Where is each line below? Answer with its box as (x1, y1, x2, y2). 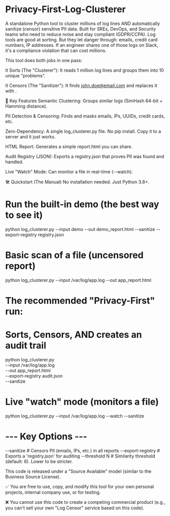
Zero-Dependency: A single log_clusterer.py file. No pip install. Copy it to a (5, 128, 161, 134)
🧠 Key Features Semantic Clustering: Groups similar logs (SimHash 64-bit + (5, 98, 163, 104)
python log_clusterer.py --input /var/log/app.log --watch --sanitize (5, 413, 145, 419)
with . (5, 88, 17, 94)
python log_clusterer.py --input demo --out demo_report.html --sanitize (5, 226, 155, 232)
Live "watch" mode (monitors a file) (5, 396, 159, 408)
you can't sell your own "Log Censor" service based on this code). (5, 505, 145, 511)
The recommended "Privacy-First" (5, 295, 155, 306)
